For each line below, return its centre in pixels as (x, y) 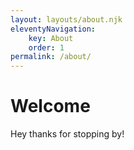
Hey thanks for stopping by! (67, 134)
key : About (51, 38)
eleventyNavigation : (53, 29)
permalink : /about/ (51, 57)
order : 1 (46, 47)
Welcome (50, 106)
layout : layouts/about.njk (66, 19)
